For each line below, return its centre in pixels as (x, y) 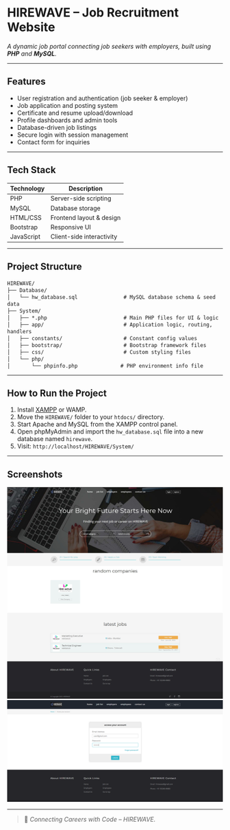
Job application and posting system (67, 105)
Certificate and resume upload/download (75, 113)
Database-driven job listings (57, 127)
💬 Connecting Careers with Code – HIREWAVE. (90, 820)
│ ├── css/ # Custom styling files (99, 352)
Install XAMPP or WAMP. (52, 410)
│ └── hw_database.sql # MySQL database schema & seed (111, 297)
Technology (27, 189)
